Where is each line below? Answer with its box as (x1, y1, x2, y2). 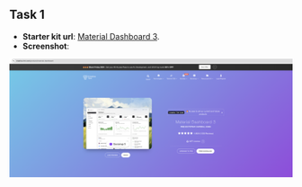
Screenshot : (22, 40, 70, 51)
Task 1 (9, 7, 45, 22)
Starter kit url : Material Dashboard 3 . (22, 31, 160, 41)
